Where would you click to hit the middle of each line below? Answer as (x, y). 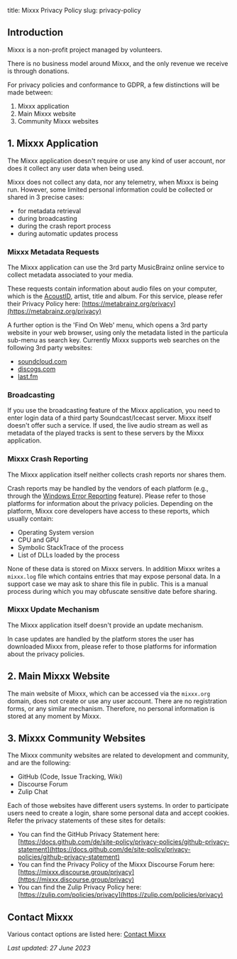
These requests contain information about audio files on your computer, (112, 288)
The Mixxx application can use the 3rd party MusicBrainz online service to (116, 267)
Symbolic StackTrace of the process (71, 547)
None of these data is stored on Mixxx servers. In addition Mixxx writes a (114, 568)
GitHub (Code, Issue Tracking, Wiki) (70, 776)
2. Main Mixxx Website (59, 677)
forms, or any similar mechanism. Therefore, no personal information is (111, 708)
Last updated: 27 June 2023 (49, 948)
